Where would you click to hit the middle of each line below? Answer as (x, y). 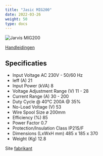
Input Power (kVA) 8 (33, 86)
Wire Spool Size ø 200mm (39, 112)
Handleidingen (20, 47)
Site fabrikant (19, 149)
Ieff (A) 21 (22, 81)
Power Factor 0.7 (30, 123)
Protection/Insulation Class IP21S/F (48, 128)
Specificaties (26, 63)
